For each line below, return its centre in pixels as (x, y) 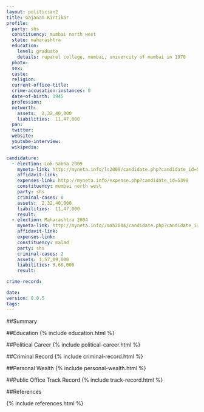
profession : (27, 102)
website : (23, 136)
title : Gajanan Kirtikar (38, 18)
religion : (24, 79)
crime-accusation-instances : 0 (51, 91)
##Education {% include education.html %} (61, 333)
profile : (17, 23)
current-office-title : (40, 85)
